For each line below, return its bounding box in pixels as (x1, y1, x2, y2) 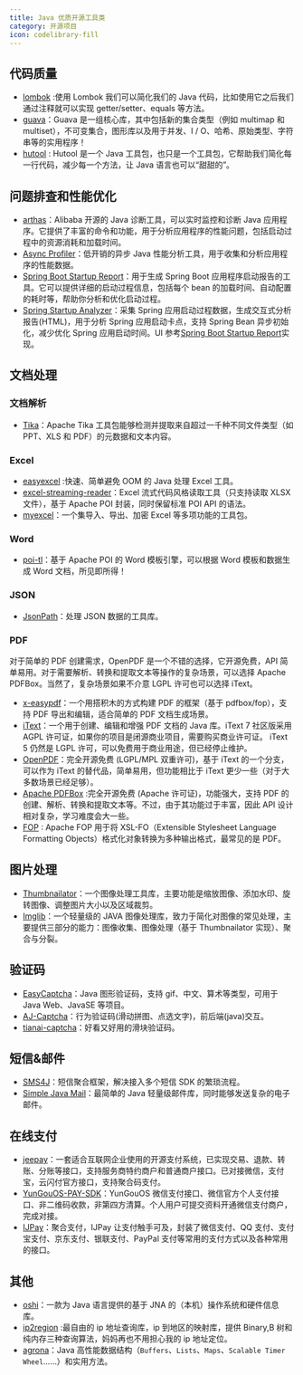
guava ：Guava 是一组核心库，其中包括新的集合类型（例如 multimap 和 (22, 114, 285, 125)
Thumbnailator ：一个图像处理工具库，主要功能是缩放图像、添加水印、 (22, 888, 283, 899)
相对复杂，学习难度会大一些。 (22, 810, 134, 821)
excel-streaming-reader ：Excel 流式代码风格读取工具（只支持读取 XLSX (22, 486, 291, 498)
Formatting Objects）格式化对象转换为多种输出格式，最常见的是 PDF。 (22, 833, 287, 844)
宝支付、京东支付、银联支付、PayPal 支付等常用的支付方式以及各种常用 (22, 1233, 289, 1245)
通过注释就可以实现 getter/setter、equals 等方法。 (22, 103, 210, 114)
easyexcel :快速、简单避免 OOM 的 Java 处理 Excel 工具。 (22, 475, 238, 486)
